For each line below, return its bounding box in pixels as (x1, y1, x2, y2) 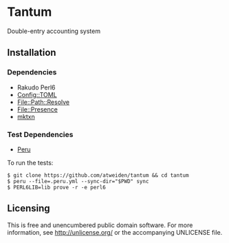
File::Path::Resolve (17, 98, 70, 106)
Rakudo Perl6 (17, 83, 56, 92)
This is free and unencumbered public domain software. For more (7, 221, 193, 229)
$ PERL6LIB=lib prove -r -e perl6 (7, 184, 107, 191)
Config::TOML (17, 90, 57, 98)
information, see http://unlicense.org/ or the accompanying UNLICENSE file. (7, 228, 223, 236)
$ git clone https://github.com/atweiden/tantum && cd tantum (7, 171, 189, 179)
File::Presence (17, 105, 58, 114)
